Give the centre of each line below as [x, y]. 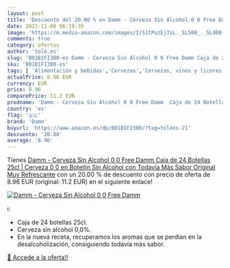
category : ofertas [33, 45]
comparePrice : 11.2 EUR [41, 96]
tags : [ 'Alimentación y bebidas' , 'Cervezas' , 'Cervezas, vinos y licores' [116, 70]
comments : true [29, 39]
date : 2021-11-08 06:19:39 [46, 26]
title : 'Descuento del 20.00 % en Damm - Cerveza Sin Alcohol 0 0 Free [111, 20]
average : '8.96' [30, 141]
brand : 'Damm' [27, 121]
